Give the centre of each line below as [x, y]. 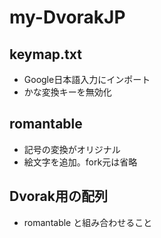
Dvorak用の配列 [58, 196]
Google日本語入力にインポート [87, 79]
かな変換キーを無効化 [67, 92]
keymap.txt [45, 54]
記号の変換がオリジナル [72, 149]
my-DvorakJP [67, 17]
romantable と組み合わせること [88, 222]
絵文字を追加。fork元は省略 [80, 162]
